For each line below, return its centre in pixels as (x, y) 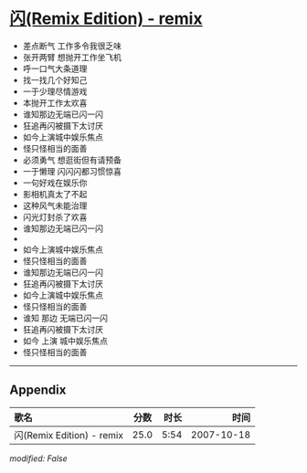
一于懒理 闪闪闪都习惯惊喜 (72, 171)
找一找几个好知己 (55, 79)
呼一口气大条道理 (55, 68)
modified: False (39, 458)
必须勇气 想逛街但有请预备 (72, 160)
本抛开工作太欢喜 (55, 102)
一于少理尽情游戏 (55, 91)
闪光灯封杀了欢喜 (55, 216)
